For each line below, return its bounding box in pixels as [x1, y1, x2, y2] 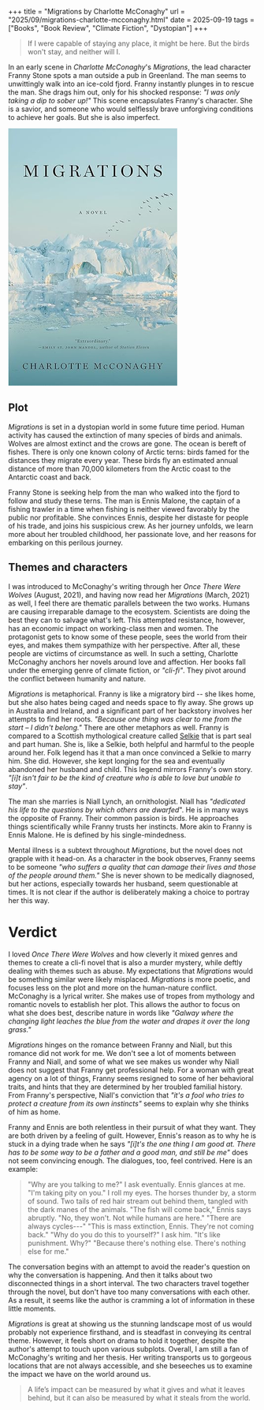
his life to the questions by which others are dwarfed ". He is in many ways [8, 804, 249, 815]
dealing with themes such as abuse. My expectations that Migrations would [8, 966, 254, 975]
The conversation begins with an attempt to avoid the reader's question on [8, 1262, 251, 1271]
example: [8, 1164, 38, 1173]
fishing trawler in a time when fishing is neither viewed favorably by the [8, 504, 240, 513]
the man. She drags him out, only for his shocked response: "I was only [8, 88, 240, 97]
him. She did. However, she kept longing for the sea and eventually [8, 756, 225, 766]
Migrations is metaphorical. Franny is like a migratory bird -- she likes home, [8, 689, 256, 699]
